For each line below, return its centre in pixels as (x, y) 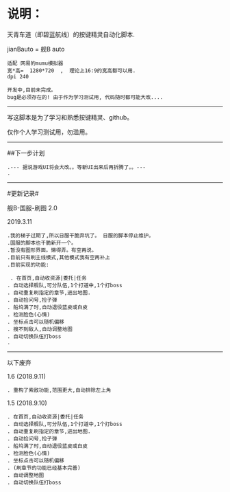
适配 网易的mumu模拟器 (35, 63)
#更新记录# (23, 193)
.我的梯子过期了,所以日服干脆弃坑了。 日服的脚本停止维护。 (80, 235)
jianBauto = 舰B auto (36, 49)
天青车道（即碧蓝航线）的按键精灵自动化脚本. (71, 34)
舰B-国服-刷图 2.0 (33, 208)
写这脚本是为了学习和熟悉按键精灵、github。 (70, 117)
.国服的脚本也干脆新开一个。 (42, 243)
